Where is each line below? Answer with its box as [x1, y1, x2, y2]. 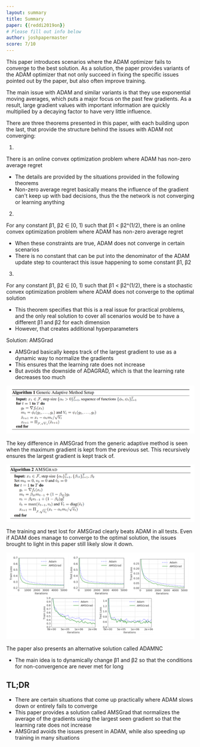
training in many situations [14, 734, 80, 741]
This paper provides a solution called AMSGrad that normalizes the [14, 708, 180, 716]
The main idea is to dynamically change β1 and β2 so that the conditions [14, 657, 193, 664]
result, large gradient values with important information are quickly [6, 102, 170, 109]
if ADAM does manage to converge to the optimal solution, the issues [6, 534, 177, 541]
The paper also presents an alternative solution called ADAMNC [6, 645, 163, 652]
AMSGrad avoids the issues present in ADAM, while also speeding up [14, 727, 186, 734]
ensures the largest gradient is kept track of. [6, 452, 115, 459]
